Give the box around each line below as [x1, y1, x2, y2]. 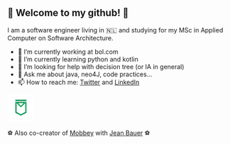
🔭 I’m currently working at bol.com [17, 47, 119, 56]
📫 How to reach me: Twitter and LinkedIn [17, 78, 140, 86]
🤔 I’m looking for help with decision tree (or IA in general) [17, 62, 185, 71]
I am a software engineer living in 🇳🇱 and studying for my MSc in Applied [7, 25, 224, 34]
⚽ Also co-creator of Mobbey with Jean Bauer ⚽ [7, 128, 150, 137]
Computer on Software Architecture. [7, 33, 114, 42]
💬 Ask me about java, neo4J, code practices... [17, 70, 153, 78]
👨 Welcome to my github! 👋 [7, 7, 129, 19]
